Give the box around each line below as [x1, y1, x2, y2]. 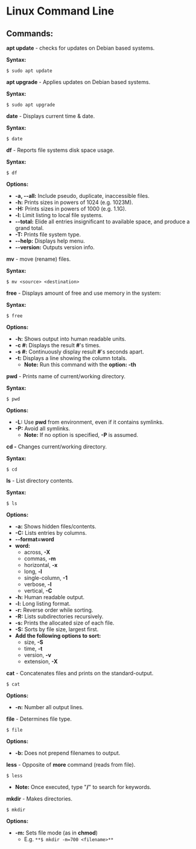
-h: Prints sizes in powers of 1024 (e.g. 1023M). [14, 198, 134, 206]
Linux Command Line [6, 4, 115, 18]
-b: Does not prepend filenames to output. [14, 749, 121, 756]
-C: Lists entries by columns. [14, 529, 87, 536]
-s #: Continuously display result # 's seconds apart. [14, 348, 144, 355]
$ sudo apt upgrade [6, 102, 55, 108]
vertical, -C [24, 587, 52, 594]
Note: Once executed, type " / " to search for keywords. [14, 784, 152, 790]
